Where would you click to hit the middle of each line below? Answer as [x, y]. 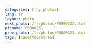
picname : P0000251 [24, 28]
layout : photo [20, 19]
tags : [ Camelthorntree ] [30, 38]
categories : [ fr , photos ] [32, 10]
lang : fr [14, 14]
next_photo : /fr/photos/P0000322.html [45, 24]
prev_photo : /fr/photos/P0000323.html [45, 33]
